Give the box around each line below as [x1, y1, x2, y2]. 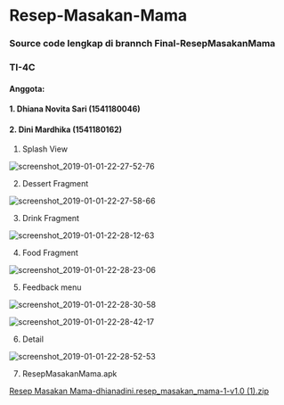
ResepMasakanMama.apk [21, 368, 118, 379]
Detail [21, 334, 45, 344]
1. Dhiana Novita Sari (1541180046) [9, 103, 141, 114]
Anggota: [9, 83, 45, 94]
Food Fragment [21, 247, 78, 259]
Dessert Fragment [21, 178, 89, 189]
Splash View [21, 144, 69, 154]
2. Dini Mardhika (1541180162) [9, 124, 123, 135]
